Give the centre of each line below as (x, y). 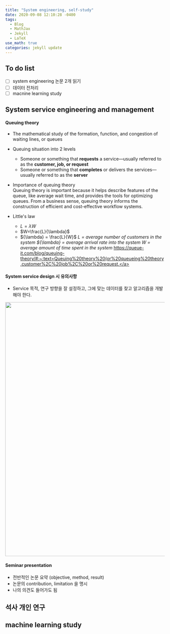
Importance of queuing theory (44, 185)
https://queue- (129, 248)
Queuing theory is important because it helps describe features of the (85, 191)
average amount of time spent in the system (66, 248)
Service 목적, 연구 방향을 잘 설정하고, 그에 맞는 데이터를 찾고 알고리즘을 (83, 289)
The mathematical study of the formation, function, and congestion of (85, 134)
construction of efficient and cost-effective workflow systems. (78, 207)
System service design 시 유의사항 (41, 276)
